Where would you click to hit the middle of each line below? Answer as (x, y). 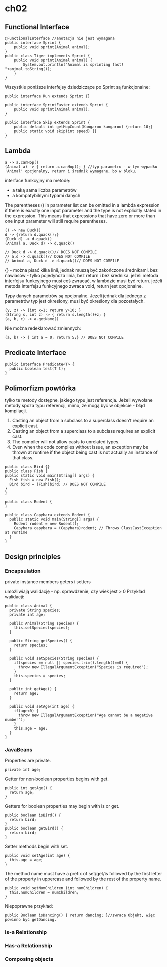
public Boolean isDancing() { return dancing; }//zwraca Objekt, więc (80, 915)
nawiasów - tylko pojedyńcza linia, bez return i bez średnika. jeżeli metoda (82, 275)
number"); (15, 720)
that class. (23, 458)
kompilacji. (16, 411)
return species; (31, 645)
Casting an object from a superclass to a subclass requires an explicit (84, 431)
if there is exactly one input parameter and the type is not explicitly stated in (83, 210)
